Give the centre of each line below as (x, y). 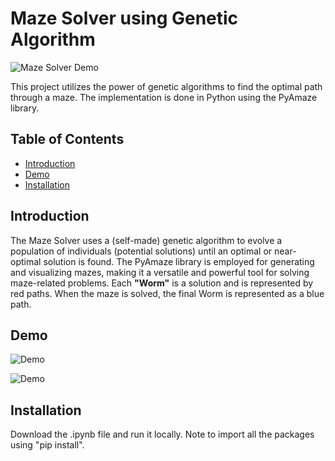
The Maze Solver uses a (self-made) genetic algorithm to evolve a (146, 240)
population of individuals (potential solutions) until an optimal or (141, 251)
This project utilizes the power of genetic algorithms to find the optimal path (166, 86)
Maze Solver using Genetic (124, 18)
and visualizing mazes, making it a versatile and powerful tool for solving (160, 272)
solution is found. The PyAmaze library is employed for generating (179, 261)
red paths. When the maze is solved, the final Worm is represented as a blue (167, 293)
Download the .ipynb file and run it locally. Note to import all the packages (162, 434)
